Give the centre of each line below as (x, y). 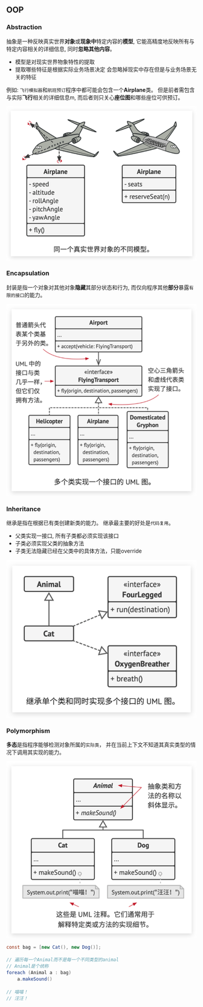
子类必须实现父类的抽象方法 (50, 543)
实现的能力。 (48, 752)
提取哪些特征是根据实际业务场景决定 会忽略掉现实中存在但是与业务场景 (103, 69)
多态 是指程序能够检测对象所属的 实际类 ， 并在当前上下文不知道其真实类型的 (98, 745)
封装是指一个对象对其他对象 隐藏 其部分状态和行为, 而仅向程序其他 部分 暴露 (98, 287)
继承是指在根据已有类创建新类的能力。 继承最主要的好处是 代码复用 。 (90, 523)
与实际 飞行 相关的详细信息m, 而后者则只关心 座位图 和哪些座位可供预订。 (95, 97)
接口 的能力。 (30, 295)
